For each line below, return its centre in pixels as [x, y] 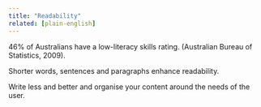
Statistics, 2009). [37, 55]
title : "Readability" [45, 16]
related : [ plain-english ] [52, 24]
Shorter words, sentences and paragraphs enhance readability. [114, 71]
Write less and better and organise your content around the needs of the [129, 87]
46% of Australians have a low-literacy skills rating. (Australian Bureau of [130, 46]
